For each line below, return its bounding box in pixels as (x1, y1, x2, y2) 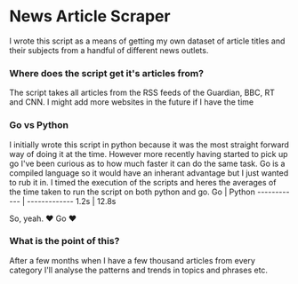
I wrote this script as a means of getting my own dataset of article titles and (9, 35, 286, 46)
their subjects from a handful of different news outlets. (9, 44, 209, 55)
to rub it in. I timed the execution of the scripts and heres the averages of (9, 177, 277, 187)
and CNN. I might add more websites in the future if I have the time (9, 97, 254, 107)
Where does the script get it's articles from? (9, 67, 205, 79)
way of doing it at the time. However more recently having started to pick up (9, 148, 288, 159)
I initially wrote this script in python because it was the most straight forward (9, 139, 289, 150)
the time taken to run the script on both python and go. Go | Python (9, 186, 256, 197)
